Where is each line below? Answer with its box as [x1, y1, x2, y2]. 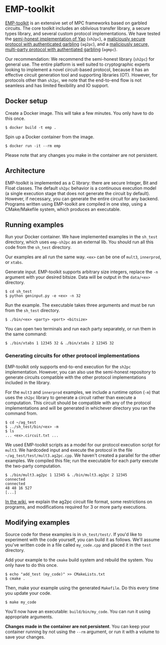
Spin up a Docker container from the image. [5, 133, 95, 140]
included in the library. [5, 379, 51, 385]
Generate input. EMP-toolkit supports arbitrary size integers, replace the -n [5, 269, 159, 275]
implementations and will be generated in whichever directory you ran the [5, 405, 156, 411]
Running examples [5, 220, 64, 229]
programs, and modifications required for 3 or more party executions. [5, 504, 147, 510]
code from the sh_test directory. [5, 244, 72, 250]
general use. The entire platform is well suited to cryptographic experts [5, 61, 150, 67]
